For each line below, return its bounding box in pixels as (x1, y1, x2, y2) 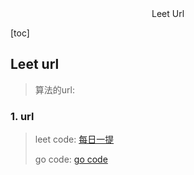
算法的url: (34, 83, 75, 96)
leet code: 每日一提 (34, 133, 115, 146)
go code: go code (34, 153, 108, 166)
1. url (10, 109, 35, 123)
